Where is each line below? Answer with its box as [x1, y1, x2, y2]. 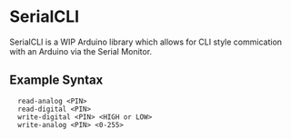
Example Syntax [9, 73, 104, 88]
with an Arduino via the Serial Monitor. [9, 45, 153, 56]
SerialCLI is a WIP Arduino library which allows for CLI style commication [9, 36, 283, 47]
